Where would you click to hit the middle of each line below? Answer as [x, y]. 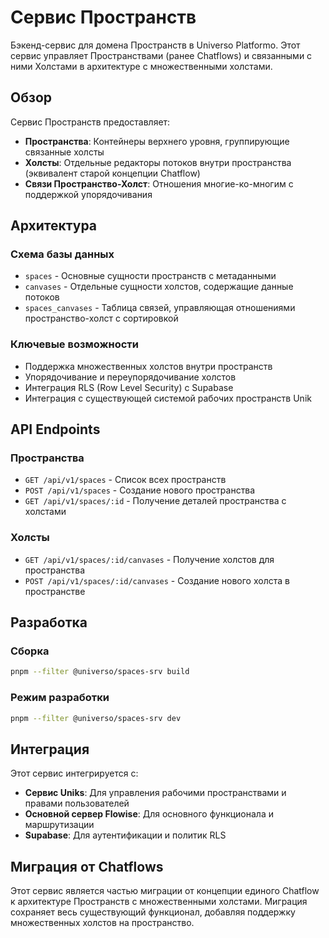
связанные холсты [64, 152]
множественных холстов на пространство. [102, 923]
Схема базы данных [62, 254]
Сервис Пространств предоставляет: [90, 122]
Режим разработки [60, 698]
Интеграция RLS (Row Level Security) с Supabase [129, 387]
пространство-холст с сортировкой [101, 318]
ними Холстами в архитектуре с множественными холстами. [141, 66]
